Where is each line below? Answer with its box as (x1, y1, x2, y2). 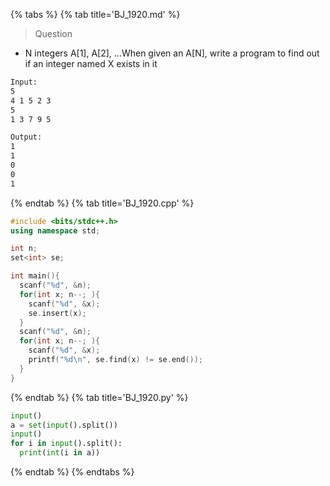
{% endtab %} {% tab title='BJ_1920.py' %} (10, 391, 189, 403)
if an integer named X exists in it (24, 58, 158, 69)
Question (34, 28, 73, 39)
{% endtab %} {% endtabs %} (10, 466, 135, 478)
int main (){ (10, 271, 60, 281)
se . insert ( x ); (28, 308, 87, 318)
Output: (10, 132, 43, 143)
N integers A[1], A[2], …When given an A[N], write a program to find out (24, 47, 320, 59)
